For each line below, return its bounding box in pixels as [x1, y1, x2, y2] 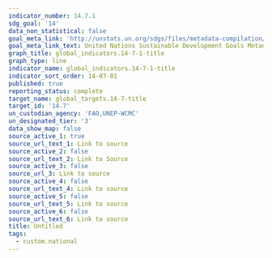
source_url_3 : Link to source [8, 170, 111, 178]
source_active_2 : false [8, 147, 89, 155]
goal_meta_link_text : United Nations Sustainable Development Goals [8, 42, 244, 50]
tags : [8, 230, 27, 239]
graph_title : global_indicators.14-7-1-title [8, 49, 164, 57]
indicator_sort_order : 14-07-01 [8, 72, 117, 80]
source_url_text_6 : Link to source [8, 215, 129, 223]
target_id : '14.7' [8, 102, 70, 110]
